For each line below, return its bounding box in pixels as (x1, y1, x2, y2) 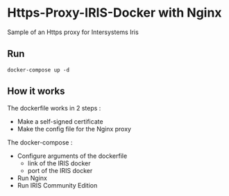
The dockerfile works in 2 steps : (7, 104, 101, 112)
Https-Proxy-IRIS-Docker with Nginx (7, 5, 222, 21)
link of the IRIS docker (27, 158, 91, 168)
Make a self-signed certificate (17, 117, 103, 126)
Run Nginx (17, 174, 47, 182)
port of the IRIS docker (27, 166, 93, 174)
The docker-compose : (7, 138, 73, 147)
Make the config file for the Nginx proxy (17, 124, 132, 133)
